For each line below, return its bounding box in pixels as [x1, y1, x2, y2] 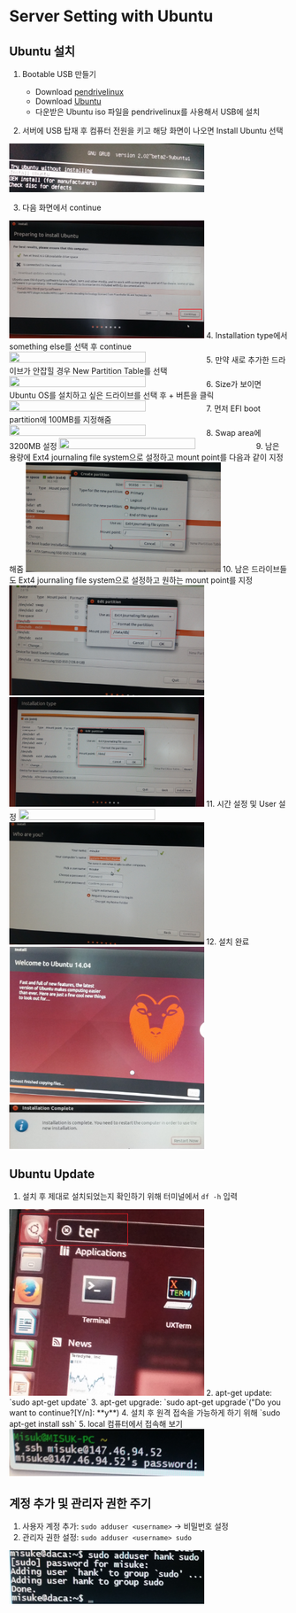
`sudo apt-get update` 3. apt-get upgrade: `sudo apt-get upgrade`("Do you [9, 1397, 281, 1407]
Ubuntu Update [9, 1167, 95, 1182]
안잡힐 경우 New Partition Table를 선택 [32, 365, 168, 376]
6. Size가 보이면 [206, 378, 262, 389]
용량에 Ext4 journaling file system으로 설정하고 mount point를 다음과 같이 [9, 452, 268, 462]
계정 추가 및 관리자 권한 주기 [9, 1495, 152, 1511]
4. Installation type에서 [206, 330, 288, 340]
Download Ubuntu [34, 96, 102, 106]
